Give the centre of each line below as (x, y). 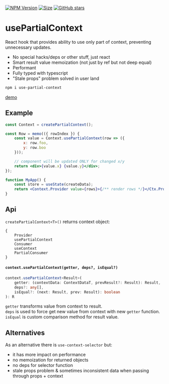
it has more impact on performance (49, 355)
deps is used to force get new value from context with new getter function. (82, 312)
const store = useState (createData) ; (54, 184)
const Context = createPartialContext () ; (49, 125)
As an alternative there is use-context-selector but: (59, 345)
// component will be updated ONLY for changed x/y (69, 161)
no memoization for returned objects (51, 360)
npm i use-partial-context (33, 87)
